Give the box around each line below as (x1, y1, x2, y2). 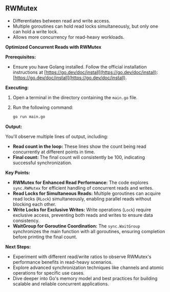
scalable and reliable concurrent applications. (12, 281, 109, 287)
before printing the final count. (12, 234, 77, 240)
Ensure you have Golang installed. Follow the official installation (12, 63, 147, 70)
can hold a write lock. (12, 28, 58, 35)
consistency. (12, 217, 40, 223)
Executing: (5, 84, 29, 91)
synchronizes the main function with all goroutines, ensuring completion (12, 228, 165, 234)
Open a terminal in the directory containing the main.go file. (12, 94, 138, 100)
